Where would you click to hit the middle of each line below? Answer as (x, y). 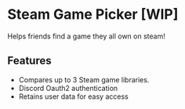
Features (29, 61)
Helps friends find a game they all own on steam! (86, 36)
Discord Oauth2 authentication (68, 88)
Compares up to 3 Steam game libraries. (84, 79)
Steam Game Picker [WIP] (93, 15)
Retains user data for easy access (73, 96)
